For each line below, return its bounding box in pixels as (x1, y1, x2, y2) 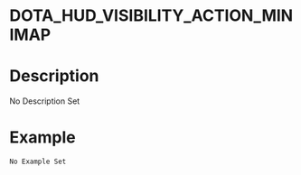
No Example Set (9, 157, 67, 167)
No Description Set (9, 96, 80, 106)
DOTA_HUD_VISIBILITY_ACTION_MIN (9, 5, 294, 26)
